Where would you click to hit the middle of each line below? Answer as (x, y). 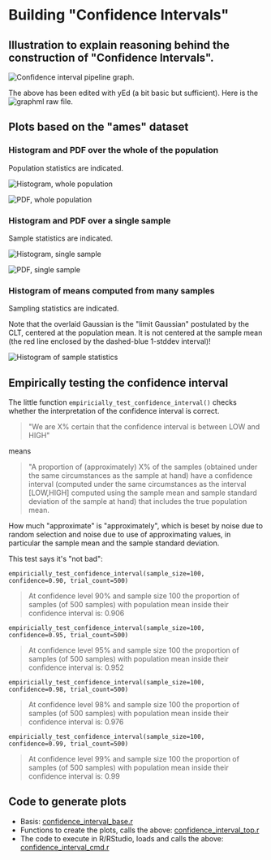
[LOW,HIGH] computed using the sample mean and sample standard (142, 493)
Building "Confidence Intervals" (119, 15)
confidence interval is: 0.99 (74, 776)
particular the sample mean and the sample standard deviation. (114, 543)
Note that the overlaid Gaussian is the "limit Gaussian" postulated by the (129, 324)
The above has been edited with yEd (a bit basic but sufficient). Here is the (133, 93)
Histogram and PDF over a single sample (90, 220)
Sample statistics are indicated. (61, 238)
